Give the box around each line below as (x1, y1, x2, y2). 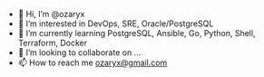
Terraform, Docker (17, 37, 88, 48)
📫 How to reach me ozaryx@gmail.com (17, 57, 168, 68)
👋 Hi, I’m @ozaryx (17, 9, 85, 19)
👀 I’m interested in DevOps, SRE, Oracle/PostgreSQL (17, 18, 214, 29)
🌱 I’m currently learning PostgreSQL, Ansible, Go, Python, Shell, (17, 28, 256, 38)
